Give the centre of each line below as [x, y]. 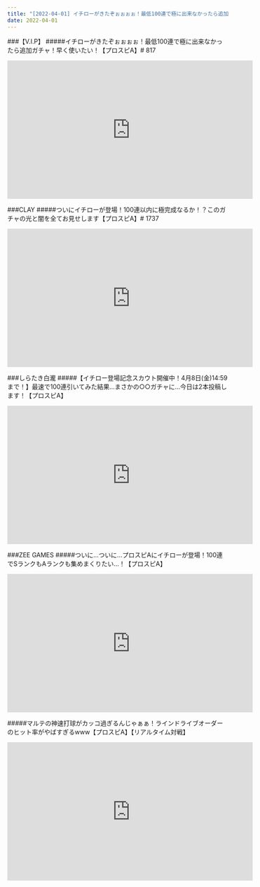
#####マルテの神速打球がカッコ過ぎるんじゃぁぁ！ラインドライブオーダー [115, 723]
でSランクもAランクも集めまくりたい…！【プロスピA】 [87, 564]
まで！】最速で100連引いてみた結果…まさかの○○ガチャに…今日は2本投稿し [117, 387]
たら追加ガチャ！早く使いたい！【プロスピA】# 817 [82, 50]
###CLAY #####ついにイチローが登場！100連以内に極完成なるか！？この [114, 209]
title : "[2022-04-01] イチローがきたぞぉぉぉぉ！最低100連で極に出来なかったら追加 [118, 14]
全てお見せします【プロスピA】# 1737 [104, 218]
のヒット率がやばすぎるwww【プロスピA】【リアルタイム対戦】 [98, 732]
